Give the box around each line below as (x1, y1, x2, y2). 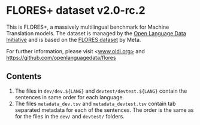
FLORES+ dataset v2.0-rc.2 (6, 4, 146, 17)
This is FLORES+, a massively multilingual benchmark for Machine (6, 23, 169, 31)
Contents (6, 71, 42, 81)
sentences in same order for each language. (14, 93, 125, 100)
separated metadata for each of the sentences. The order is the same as (14, 106, 194, 114)
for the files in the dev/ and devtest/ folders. (14, 112, 125, 120)
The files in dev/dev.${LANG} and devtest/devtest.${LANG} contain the (14, 87, 187, 94)
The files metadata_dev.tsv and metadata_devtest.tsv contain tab (14, 100, 176, 107)
